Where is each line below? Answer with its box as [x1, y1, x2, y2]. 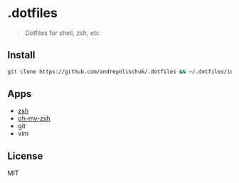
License [7, 150, 43, 162]
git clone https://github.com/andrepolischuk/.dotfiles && [7, 68, 186, 75]
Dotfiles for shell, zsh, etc [24, 28, 100, 37]
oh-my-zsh [17, 114, 51, 122]
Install [7, 49, 36, 61]
